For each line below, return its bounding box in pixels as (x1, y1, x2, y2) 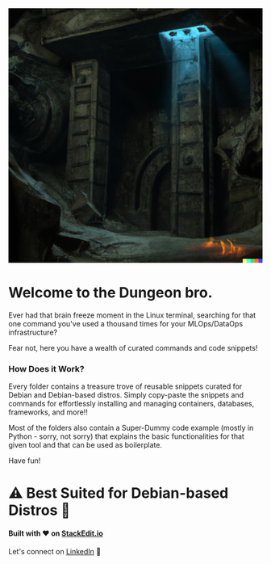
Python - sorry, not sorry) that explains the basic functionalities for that (8, 431, 244, 441)
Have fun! (8, 456, 41, 465)
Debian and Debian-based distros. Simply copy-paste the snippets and (8, 390, 244, 400)
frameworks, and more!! (8, 407, 89, 417)
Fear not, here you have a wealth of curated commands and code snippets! (8, 343, 258, 352)
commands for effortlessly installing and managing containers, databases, (8, 399, 255, 409)
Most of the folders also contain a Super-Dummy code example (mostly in (8, 423, 254, 433)
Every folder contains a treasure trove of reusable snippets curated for (8, 381, 243, 391)
